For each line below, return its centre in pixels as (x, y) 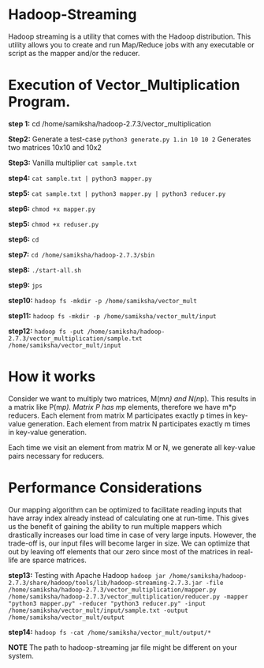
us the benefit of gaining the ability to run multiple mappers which (115, 526)
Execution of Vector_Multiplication (124, 85)
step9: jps (26, 285)
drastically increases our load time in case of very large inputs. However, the (132, 535)
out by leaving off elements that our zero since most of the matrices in (122, 551)
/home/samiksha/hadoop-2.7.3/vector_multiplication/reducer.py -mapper (128, 597)
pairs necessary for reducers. (56, 456)
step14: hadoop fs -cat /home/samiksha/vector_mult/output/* (110, 632)
